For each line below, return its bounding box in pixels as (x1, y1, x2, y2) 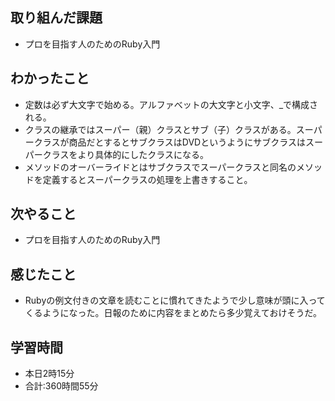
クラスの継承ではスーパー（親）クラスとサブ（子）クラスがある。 (24, 123, 297, 135)
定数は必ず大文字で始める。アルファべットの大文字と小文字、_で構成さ (24, 98, 319, 110)
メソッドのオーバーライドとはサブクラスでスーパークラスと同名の (24, 161, 297, 173)
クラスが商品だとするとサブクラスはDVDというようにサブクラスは (33, 136, 306, 148)
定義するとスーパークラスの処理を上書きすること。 (42, 173, 253, 185)
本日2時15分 (24, 368, 75, 380)
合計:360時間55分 (24, 380, 99, 392)
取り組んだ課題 (10, 9, 103, 27)
